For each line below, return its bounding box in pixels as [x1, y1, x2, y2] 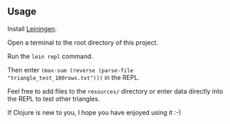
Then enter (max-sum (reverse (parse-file [7, 65, 133, 74]
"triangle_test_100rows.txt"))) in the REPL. [7, 73, 140, 81]
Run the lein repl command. [7, 52, 94, 60]
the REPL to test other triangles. [7, 94, 101, 103]
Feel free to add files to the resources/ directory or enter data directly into [7, 86, 224, 95]
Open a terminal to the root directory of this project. [7, 38, 158, 47]
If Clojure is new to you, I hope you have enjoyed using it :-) [7, 108, 182, 116]
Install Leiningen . [7, 24, 57, 33]
